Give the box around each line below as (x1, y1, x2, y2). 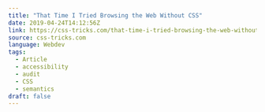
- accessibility (15, 63, 69, 71)
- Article (15, 56, 47, 64)
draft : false (8, 92, 51, 100)
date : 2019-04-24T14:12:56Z (8, 19, 101, 27)
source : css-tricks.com (8, 33, 87, 42)
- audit (15, 70, 41, 78)
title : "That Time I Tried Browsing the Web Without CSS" (8, 11, 203, 20)
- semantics (15, 84, 55, 93)
